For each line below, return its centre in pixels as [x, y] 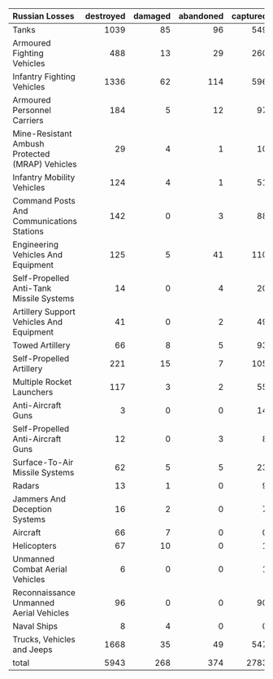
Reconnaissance [44, 592]
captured [249, 16]
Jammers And [39, 499]
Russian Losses [43, 16]
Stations [28, 231]
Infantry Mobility [44, 177]
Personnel [32, 110]
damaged [152, 16]
